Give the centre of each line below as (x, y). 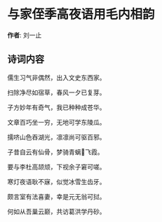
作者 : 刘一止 (25, 35)
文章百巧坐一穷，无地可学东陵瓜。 (56, 122)
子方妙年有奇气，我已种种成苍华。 (56, 107)
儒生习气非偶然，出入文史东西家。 (56, 77)
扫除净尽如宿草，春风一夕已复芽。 (56, 92)
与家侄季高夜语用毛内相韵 (81, 14)
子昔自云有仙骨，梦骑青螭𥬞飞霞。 (55, 152)
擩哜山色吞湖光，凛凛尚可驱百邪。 (56, 137)
